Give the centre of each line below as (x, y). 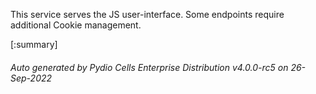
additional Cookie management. (76, 25)
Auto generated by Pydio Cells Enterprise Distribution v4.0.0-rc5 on (149, 67)
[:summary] (34, 44)
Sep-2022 (31, 78)
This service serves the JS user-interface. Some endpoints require (147, 14)
